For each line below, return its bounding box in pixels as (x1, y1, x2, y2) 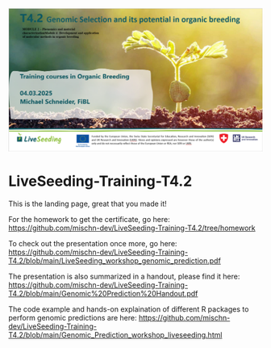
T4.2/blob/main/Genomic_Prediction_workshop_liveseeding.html (8, 329, 223, 339)
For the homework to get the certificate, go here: (8, 214, 171, 224)
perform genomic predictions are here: (8, 312, 137, 322)
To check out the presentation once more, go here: (8, 238, 177, 248)
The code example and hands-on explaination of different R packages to (8, 304, 249, 314)
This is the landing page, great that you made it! (8, 199, 167, 208)
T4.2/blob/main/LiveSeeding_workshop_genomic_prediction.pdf (8, 255, 222, 266)
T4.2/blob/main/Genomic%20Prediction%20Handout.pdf (8, 288, 198, 298)
